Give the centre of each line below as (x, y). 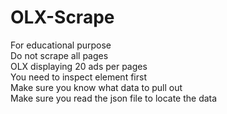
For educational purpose (61, 45)
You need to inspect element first (78, 77)
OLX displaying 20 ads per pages (79, 66)
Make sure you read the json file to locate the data (114, 98)
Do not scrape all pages (59, 55)
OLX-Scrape (62, 17)
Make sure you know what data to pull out (96, 87)
